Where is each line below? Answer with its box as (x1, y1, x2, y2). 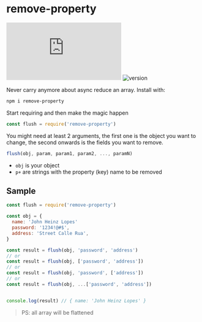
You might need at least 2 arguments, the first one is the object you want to (6, 132, 196, 139)
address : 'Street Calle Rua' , (12, 230, 89, 236)
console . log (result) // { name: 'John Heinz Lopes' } (6, 297, 147, 304)
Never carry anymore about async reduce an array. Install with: (6, 86, 165, 93)
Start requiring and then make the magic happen (6, 109, 129, 117)
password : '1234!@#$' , (12, 224, 70, 231)
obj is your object (15, 161, 60, 169)
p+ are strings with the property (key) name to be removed (15, 168, 162, 175)
